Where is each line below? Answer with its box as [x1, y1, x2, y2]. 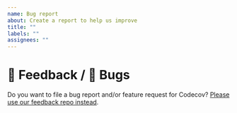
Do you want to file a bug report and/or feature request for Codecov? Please [7, 90, 230, 99]
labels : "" [7, 30, 40, 37]
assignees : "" [7, 37, 50, 44]
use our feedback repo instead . [7, 98, 99, 107]
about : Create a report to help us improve [7, 17, 138, 24]
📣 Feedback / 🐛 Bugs [7, 67, 131, 83]
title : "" [7, 23, 37, 30]
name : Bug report [7, 10, 59, 18]
